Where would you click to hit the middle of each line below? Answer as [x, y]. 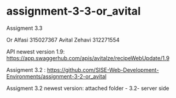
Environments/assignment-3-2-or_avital [57, 76]
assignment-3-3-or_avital [74, 11]
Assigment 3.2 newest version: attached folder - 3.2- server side [88, 88]
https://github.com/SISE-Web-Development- [103, 70]
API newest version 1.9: [36, 51]
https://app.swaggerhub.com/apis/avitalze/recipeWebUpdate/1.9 [88, 58]
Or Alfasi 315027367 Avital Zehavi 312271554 [63, 40]
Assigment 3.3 [24, 28]
